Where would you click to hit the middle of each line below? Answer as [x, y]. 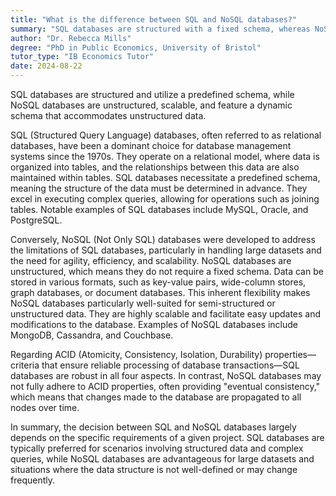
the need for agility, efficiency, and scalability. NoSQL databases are [151, 260]
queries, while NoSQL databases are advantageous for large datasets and [162, 459]
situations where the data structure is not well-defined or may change [154, 469]
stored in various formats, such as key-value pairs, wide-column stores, [158, 282]
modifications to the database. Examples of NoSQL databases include [154, 324]
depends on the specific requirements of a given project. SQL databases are [167, 437]
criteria [25, 365]
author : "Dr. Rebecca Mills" [71, 38]
